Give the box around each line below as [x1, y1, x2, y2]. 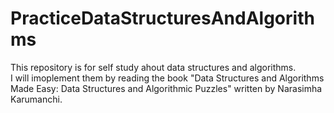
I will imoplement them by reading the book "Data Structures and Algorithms [10, 72, 325, 84]
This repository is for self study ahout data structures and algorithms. [10, 61, 297, 73]
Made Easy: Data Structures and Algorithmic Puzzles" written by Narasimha [10, 82, 323, 94]
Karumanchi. [10, 93, 63, 105]
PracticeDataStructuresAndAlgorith [10, 7, 315, 30]
